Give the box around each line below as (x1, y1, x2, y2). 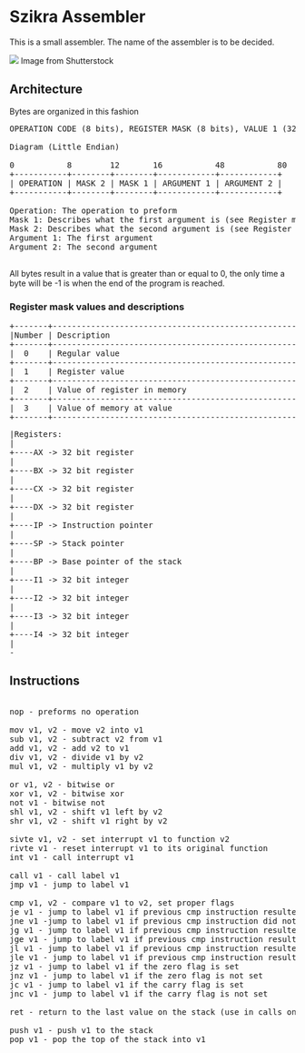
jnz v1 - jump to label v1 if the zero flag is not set (9, 970, 263, 980)
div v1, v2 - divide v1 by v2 (9, 752, 144, 762)
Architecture (9, 82, 84, 97)
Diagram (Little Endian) (9, 141, 120, 152)
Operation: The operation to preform (9, 205, 178, 216)
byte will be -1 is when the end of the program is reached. (9, 278, 225, 289)
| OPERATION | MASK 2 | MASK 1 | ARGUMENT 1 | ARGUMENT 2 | (9, 177, 283, 188)
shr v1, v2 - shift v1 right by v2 (9, 815, 168, 825)
